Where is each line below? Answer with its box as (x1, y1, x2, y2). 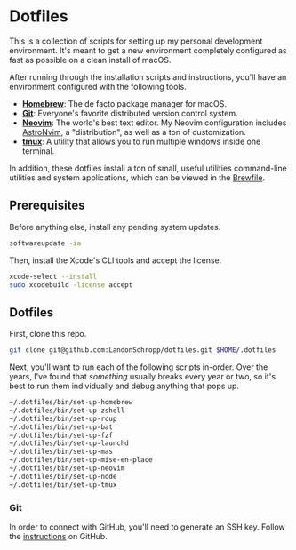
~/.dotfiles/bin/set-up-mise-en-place (9, 456, 153, 465)
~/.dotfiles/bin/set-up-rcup (9, 414, 117, 423)
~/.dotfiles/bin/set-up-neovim (9, 464, 125, 473)
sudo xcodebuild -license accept (9, 280, 133, 290)
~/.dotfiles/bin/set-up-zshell (9, 406, 125, 415)
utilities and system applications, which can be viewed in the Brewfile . (9, 171, 265, 183)
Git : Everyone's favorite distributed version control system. (21, 108, 238, 118)
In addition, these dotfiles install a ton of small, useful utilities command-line (9, 163, 287, 173)
